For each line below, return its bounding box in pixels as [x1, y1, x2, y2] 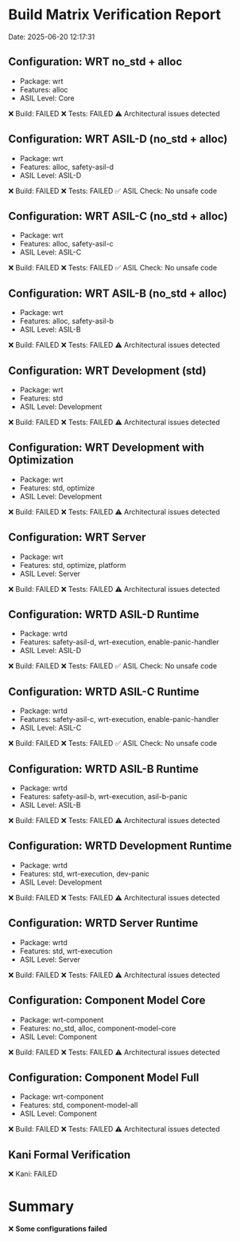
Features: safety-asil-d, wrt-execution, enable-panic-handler [19, 637, 220, 647]
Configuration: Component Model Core [8, 994, 206, 1007]
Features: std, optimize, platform [19, 560, 126, 569]
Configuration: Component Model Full [8, 1070, 199, 1084]
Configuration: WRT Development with [8, 441, 204, 455]
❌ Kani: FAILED [8, 1169, 58, 1179]
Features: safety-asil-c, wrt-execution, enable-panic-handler [19, 715, 219, 724]
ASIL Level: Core [19, 93, 75, 103]
